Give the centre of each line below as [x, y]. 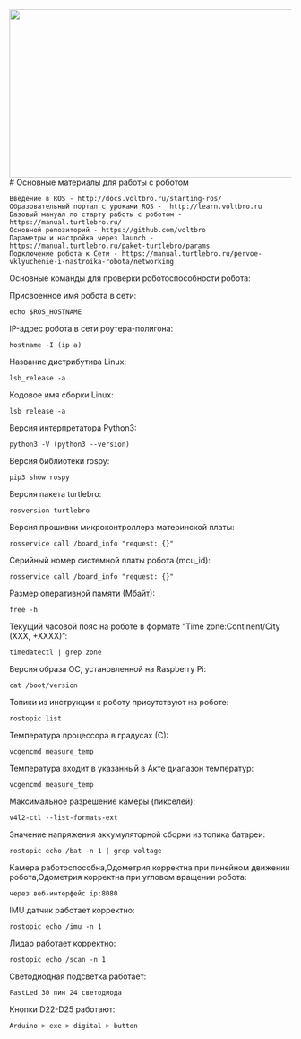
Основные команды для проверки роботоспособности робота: [130, 278]
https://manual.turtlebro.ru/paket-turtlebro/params [110, 246]
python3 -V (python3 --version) [69, 444]
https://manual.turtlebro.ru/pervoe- [192, 254]
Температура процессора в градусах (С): [89, 735]
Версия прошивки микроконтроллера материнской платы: [122, 527]
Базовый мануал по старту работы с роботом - [95, 214]
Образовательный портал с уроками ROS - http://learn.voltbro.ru [136, 206]
